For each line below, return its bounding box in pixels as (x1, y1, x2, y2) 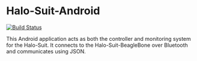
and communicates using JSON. (6, 47, 86, 54)
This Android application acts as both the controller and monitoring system (6, 35, 191, 42)
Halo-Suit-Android (6, 4, 100, 18)
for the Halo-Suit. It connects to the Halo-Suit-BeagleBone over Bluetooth (6, 41, 188, 49)
